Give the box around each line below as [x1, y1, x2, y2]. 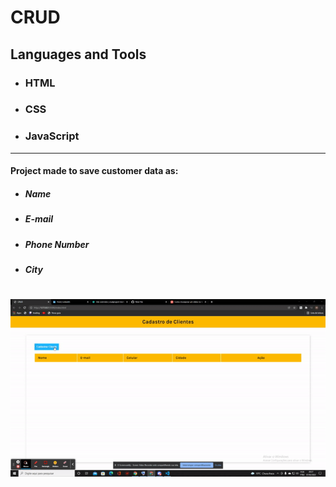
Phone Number [24, 238, 90, 250]
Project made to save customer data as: [10, 165, 179, 177]
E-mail [24, 213, 54, 225]
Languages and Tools [10, 46, 147, 63]
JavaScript [24, 129, 80, 143]
